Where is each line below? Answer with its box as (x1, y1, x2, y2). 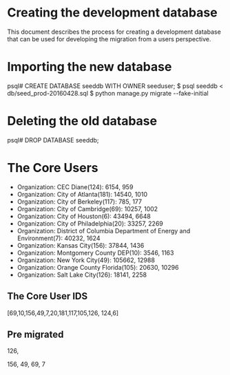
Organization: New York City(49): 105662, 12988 (17, 256, 155, 264)
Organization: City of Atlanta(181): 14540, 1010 (17, 190, 148, 198)
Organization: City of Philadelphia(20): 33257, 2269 (17, 219, 164, 228)
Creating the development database (7, 5, 218, 21)
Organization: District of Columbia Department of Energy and (17, 226, 191, 235)
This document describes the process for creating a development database (7, 28, 222, 36)
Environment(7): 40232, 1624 (17, 234, 101, 242)
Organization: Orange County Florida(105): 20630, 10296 (17, 263, 179, 271)
